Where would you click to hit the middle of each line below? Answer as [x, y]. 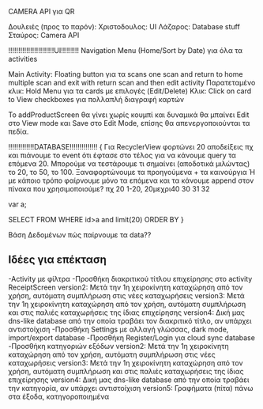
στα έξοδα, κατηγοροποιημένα [58, 396]
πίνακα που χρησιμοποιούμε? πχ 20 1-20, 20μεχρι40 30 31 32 [109, 189]
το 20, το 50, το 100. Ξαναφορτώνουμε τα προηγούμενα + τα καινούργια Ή [131, 172]
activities [23, 59]
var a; [17, 204]
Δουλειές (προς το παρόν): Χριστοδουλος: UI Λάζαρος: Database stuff [124, 27]
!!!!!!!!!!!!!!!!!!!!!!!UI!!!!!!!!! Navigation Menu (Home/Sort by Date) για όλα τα [126, 50]
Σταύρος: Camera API [44, 35]
